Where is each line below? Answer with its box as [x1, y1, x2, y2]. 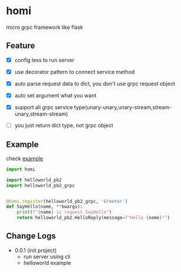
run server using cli [23, 253, 71, 260]
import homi [6, 166, 35, 172]
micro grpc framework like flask [6, 24, 84, 31]
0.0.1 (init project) [14, 247, 57, 254]
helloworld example [23, 259, 71, 266]
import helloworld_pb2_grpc [6, 182, 75, 188]
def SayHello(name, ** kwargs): [6, 204, 83, 210]
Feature [6, 41, 35, 51]
